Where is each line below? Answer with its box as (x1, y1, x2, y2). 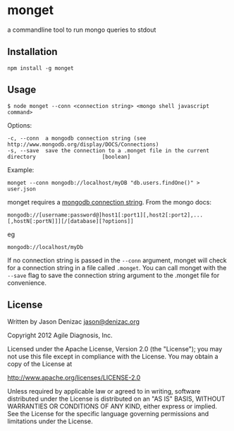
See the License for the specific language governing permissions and (7, 410, 209, 418)
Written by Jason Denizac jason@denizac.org (7, 317, 140, 326)
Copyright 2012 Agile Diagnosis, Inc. (7, 331, 113, 340)
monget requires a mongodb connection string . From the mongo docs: (7, 198, 211, 206)
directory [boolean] (7, 153, 131, 160)
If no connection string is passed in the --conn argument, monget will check (7, 256, 227, 265)
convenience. (7, 278, 47, 287)
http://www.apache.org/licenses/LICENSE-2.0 (7, 373, 141, 382)
